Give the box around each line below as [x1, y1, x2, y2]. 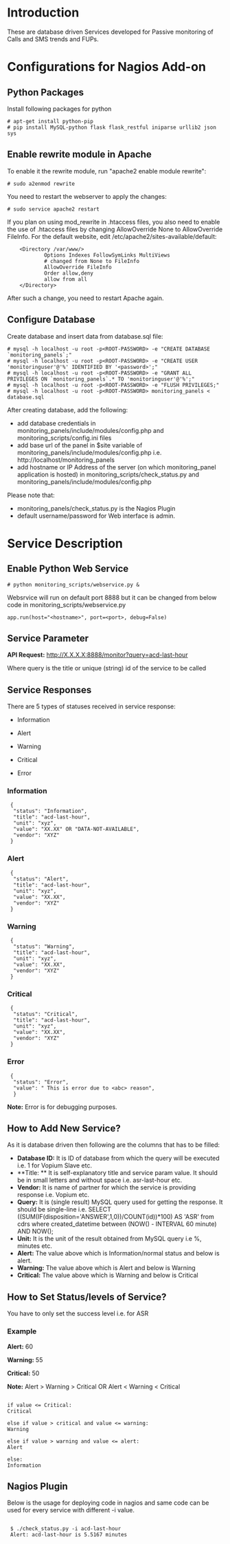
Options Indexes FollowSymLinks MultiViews [43, 251, 170, 259]
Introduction [7, 5, 80, 21]
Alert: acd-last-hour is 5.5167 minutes [10, 1532, 128, 1538]
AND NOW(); [16, 1227, 54, 1236]
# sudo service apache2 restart [7, 205, 100, 213]
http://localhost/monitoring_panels [16, 456, 115, 464]
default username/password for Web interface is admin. [16, 511, 176, 520]
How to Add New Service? [7, 1123, 122, 1134]
